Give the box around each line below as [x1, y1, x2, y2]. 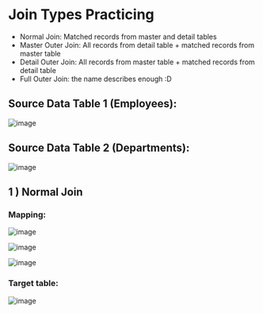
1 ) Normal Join [8, 185, 83, 199]
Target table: [8, 278, 59, 289]
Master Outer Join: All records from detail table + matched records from [19, 40, 255, 49]
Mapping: [8, 209, 46, 220]
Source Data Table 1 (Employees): [8, 97, 177, 110]
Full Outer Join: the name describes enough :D [19, 74, 172, 83]
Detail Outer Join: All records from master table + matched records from [19, 57, 255, 67]
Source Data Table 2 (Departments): [8, 141, 190, 155]
